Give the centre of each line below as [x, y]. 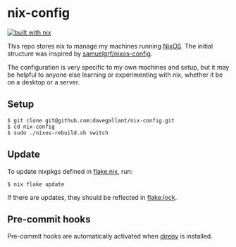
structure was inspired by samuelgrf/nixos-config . [80, 53]
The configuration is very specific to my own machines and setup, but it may [118, 67]
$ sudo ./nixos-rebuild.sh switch [58, 133]
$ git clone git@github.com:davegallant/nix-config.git [91, 120]
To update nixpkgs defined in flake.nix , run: [70, 171]
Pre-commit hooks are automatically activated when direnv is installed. [110, 236]
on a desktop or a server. [44, 82]
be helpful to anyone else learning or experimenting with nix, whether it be [115, 75]
